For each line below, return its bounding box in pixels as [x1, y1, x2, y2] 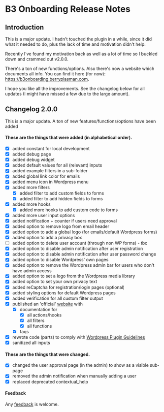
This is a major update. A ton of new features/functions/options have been [5, 118, 156, 124]
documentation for [19, 306, 58, 312]
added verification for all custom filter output [12, 295, 103, 301]
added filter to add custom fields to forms [19, 190, 104, 196]
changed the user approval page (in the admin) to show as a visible [12, 362, 149, 368]
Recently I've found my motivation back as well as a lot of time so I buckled [5, 51, 158, 57]
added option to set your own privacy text [12, 279, 98, 285]
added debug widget [12, 157, 55, 163]
